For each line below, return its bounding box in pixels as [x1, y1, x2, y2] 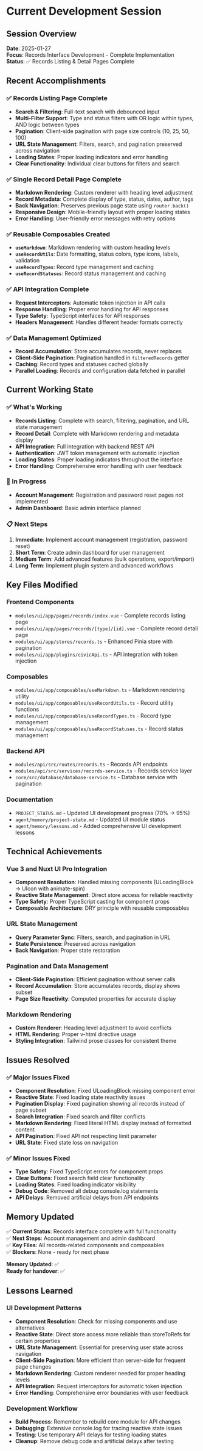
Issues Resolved [6, 1054, 70, 1065]
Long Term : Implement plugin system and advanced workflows [15, 562, 174, 569]
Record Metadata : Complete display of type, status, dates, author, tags [15, 195, 194, 203]
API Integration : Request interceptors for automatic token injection [15, 1382, 182, 1389]
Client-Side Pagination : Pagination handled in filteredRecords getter [15, 354, 190, 361]
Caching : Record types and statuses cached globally [15, 360, 149, 367]
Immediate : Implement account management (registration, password [15, 536, 188, 544]
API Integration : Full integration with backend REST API [15, 442, 154, 450]
